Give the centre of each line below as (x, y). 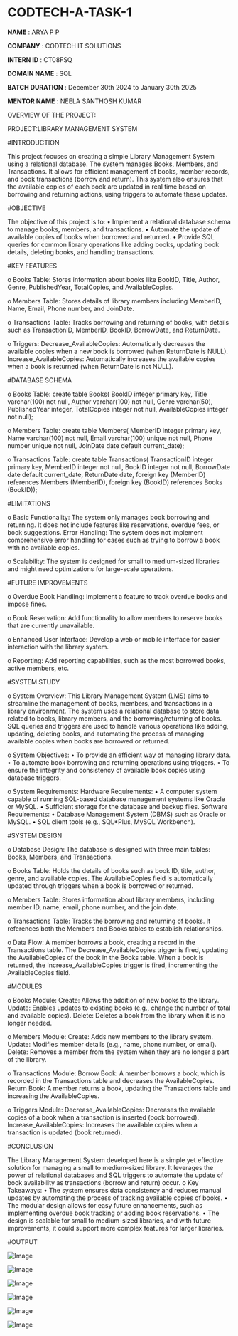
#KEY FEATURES (32, 266)
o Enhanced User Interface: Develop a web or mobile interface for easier (114, 639)
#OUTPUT (22, 1242)
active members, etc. (38, 668)
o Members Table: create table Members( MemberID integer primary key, (114, 430)
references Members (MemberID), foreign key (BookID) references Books (115, 482)
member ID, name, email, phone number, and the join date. (93, 907)
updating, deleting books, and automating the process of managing (106, 734)
